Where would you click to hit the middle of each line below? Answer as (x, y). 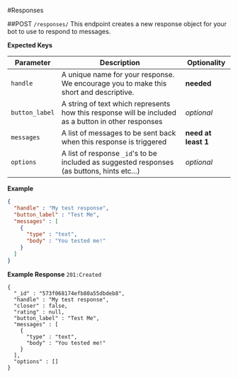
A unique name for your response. (118, 75)
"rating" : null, (39, 312)
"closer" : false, (41, 306)
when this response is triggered (114, 142)
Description (120, 63)
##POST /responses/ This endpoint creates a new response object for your (117, 24)
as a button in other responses (112, 121)
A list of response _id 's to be (109, 153)
